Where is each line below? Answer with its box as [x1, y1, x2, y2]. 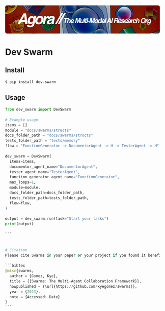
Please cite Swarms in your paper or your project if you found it [5, 253, 146, 258]
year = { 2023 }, [9, 289, 41, 294]
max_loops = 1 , [9, 180, 36, 185]
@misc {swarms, [5, 269, 34, 273]
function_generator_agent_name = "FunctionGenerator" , [9, 175, 120, 180]
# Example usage [5, 117, 38, 122]
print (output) [5, 222, 34, 227]
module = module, [9, 185, 41, 190]
